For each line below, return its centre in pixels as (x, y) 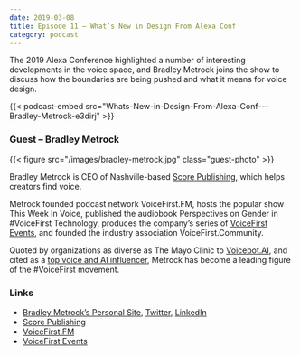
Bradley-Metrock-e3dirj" (55, 116)
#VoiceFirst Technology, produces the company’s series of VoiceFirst (139, 223)
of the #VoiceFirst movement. (65, 269)
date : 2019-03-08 (42, 18)
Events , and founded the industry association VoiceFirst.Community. (136, 232)
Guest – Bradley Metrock (65, 139)
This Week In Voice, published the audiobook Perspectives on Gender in (144, 213)
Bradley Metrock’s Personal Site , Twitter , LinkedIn (114, 312)
